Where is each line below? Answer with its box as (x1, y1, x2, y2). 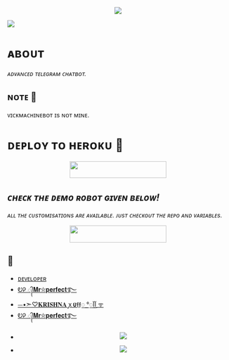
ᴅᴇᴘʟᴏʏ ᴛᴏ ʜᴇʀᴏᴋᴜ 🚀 (7, 137, 124, 153)
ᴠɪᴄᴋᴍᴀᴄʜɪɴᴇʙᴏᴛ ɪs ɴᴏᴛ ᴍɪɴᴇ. (7, 110, 90, 119)
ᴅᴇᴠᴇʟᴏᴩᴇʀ (17, 274, 47, 283)
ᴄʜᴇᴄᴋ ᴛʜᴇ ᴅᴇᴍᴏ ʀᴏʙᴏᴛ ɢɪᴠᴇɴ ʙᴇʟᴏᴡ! (7, 191, 160, 203)
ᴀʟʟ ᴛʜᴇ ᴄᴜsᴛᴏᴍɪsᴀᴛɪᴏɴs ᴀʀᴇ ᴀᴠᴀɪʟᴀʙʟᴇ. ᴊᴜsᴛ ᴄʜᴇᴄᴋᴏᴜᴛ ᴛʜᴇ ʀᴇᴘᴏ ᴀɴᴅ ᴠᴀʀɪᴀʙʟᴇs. (7, 211, 223, 219)
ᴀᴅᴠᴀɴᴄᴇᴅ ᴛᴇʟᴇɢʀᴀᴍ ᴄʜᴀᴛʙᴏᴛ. (7, 69, 86, 77)
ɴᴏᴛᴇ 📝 (7, 91, 37, 103)
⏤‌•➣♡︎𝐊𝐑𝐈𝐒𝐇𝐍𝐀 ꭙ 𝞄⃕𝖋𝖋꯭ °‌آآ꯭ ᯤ (17, 300, 104, 309)
